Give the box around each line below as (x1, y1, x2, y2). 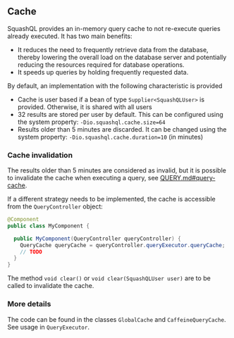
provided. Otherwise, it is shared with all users (17, 102, 153, 111)
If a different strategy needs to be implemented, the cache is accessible (7, 195, 216, 204)
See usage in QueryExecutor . (7, 323, 90, 331)
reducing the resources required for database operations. (17, 60, 185, 69)
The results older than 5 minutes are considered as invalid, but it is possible (7, 166, 227, 175)
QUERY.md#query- (159, 174, 216, 182)
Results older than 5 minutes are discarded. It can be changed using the (17, 125, 227, 133)
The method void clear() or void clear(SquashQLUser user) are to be (7, 274, 211, 282)
